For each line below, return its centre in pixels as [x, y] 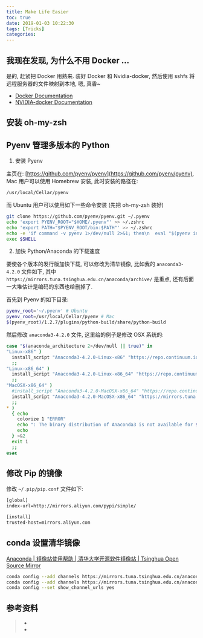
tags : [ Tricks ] [25, 29]
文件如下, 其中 [38, 272]
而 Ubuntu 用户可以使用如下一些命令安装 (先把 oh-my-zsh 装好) [85, 205]
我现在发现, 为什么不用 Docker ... [68, 60]
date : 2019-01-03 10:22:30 [40, 23]
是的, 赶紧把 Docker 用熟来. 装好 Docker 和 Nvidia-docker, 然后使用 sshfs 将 [101, 76]
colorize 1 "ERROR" [42, 419]
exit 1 [20, 441]
